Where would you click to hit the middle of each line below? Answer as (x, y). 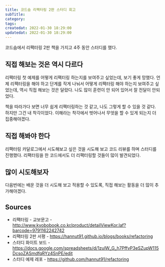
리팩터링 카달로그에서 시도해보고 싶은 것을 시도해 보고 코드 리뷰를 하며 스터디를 (81, 149)
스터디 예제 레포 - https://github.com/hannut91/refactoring (71, 259)
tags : (11, 24)
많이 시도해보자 (27, 172)
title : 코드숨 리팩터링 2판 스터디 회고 (41, 10)
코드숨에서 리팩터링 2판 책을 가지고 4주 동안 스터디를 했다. (61, 47)
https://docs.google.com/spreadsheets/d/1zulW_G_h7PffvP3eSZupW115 (85, 248)
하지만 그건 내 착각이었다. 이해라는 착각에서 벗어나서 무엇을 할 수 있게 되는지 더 (81, 112)
